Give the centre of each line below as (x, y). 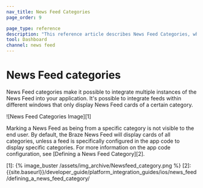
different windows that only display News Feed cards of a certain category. (100, 105)
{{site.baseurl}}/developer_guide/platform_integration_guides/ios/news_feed (101, 172)
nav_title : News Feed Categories (48, 12)
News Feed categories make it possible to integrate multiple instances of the (101, 92)
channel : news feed (31, 45)
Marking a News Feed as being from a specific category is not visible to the (100, 128)
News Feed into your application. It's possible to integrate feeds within (94, 98)
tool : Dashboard (27, 40)
